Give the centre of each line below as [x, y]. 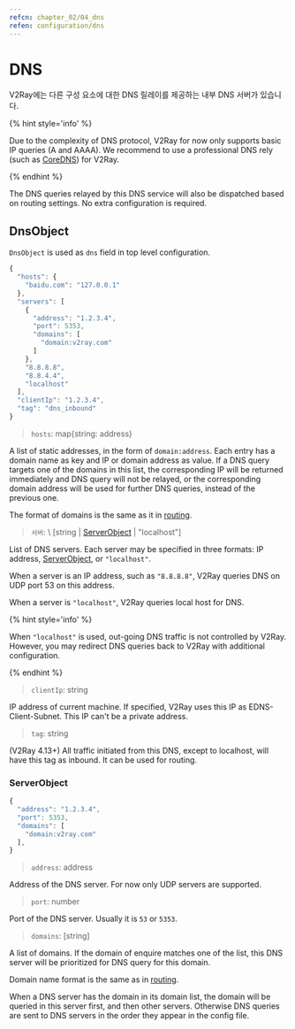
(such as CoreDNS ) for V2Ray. [64, 159]
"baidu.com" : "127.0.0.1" [73, 285]
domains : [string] [60, 936]
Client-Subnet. [36, 716]
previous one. [34, 497]
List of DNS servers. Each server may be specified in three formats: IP [136, 549]
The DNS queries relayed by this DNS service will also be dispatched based [147, 194]
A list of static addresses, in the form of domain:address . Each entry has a [142, 450]
